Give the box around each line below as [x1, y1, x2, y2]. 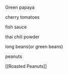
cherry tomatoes [5, 14, 40, 20]
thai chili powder [5, 34, 40, 40]
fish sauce [5, 24, 27, 30]
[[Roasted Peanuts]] [5, 63, 47, 69]
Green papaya [5, 5, 35, 10]
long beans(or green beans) [5, 44, 63, 50]
